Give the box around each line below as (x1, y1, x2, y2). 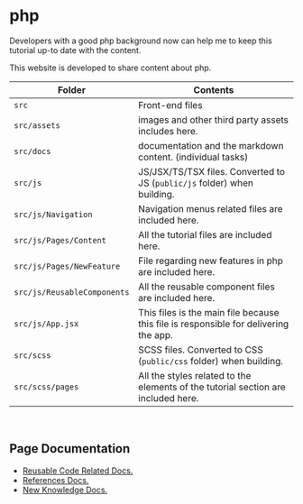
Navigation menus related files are (138, 202, 283, 215)
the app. (138, 328, 173, 341)
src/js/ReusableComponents (14, 287, 130, 298)
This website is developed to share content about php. (9, 62, 212, 73)
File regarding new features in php (138, 254, 284, 267)
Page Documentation (9, 441, 131, 456)
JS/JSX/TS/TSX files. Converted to (138, 165, 286, 178)
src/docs (14, 146, 51, 156)
